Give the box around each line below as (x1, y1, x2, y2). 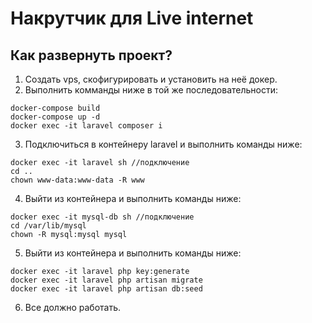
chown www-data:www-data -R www (10, 175, 145, 185)
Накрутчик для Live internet (10, 7, 254, 30)
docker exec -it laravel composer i (10, 121, 163, 131)
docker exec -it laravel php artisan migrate (10, 275, 203, 285)
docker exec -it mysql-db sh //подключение (10, 212, 195, 222)
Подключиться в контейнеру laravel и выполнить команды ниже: (24, 138, 303, 150)
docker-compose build (10, 103, 101, 113)
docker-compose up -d (10, 112, 101, 122)
